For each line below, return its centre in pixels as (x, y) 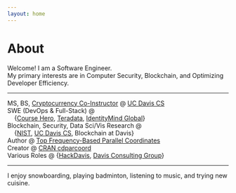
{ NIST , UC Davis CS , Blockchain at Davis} (74, 133)
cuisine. (19, 182)
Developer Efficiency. (38, 83)
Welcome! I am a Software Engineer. (60, 68)
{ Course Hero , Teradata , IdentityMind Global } (80, 118)
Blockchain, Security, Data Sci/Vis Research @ (74, 125)
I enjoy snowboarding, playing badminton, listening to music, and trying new (118, 175)
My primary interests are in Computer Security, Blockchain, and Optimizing (115, 75)
